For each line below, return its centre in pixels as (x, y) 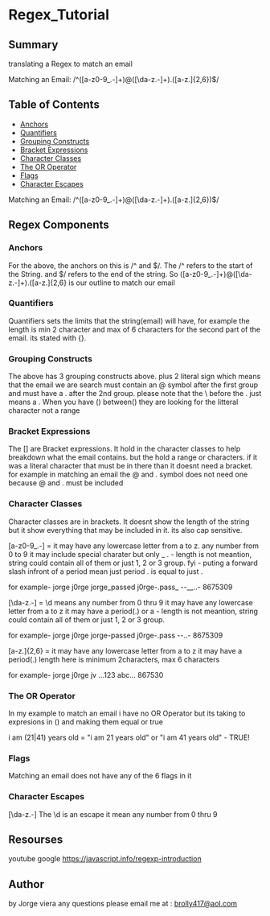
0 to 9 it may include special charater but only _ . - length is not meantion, (130, 554)
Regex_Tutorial (59, 15)
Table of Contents (54, 105)
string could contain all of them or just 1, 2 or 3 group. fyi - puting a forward (133, 563)
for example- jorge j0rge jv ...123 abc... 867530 (86, 675)
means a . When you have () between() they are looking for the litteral (123, 402)
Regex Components (59, 225)
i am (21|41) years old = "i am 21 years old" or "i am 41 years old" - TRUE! (129, 737)
